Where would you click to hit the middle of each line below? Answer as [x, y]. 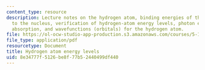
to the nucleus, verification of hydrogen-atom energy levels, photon [103, 23]
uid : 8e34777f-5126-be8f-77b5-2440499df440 [63, 57]
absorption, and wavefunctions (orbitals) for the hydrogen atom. [98, 29]
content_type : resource [37, 12]
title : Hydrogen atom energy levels [53, 52]
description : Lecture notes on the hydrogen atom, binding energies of [99, 18]
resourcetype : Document [37, 46]
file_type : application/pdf [42, 40]
